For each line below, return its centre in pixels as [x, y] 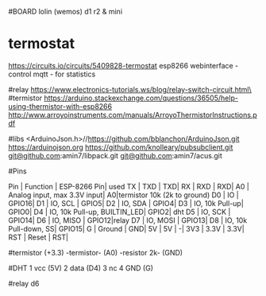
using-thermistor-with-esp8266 [60, 106]
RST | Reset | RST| [39, 237]
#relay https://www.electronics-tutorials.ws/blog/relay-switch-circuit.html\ [130, 89]
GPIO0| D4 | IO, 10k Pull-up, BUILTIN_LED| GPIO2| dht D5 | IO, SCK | [120, 212]
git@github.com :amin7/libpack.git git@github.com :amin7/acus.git [115, 155]
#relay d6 [24, 283]
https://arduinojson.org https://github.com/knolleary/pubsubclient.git [121, 147]
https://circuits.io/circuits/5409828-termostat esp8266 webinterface [121, 65]
